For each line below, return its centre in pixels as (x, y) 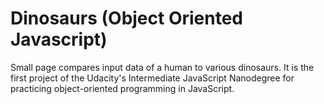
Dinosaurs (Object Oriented (127, 18)
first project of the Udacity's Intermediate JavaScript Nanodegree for (152, 78)
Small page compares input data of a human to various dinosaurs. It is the (162, 67)
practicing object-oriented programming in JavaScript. (122, 88)
